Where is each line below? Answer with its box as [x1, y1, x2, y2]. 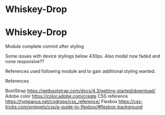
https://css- [118, 98, 143, 104]
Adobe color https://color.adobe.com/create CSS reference [5, 93, 128, 99]
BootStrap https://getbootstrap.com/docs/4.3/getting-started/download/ [5, 88, 156, 94]
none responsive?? [5, 59, 44, 65]
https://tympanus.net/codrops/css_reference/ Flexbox [5, 98, 118, 104]
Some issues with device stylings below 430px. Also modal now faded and [5, 53, 160, 59]
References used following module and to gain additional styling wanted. [5, 68, 156, 74]
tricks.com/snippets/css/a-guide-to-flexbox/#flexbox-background [5, 104, 143, 110]
